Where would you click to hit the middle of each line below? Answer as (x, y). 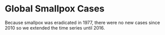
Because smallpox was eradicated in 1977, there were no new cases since (82, 22)
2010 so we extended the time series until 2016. (55, 27)
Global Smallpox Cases (55, 9)
